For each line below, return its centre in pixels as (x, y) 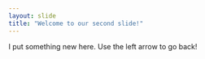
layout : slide (33, 16)
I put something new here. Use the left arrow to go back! (103, 46)
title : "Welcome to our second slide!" (76, 23)
